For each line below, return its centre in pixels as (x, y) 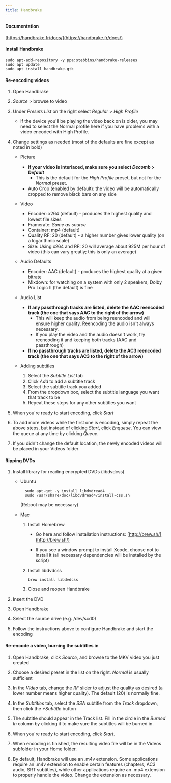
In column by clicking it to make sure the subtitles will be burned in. (83, 723)
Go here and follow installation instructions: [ (82, 534)
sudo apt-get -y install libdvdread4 (65, 491)
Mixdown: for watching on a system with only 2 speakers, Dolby (95, 282)
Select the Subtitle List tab (55, 376)
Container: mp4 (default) (54, 230)
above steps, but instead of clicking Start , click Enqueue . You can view (87, 428)
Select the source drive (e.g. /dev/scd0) (54, 619)
